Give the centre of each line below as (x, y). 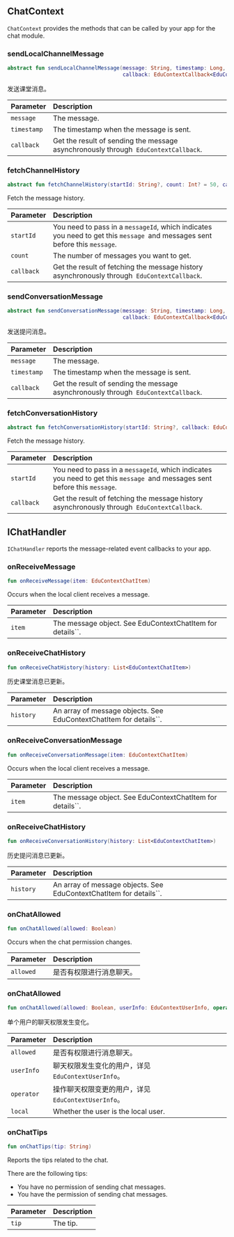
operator (25, 1094)
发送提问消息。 (29, 332)
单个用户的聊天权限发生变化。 (50, 1022)
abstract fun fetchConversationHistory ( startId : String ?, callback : (109, 427)
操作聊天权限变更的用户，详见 (102, 1089)
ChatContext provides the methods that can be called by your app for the (111, 28)
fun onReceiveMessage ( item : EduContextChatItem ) (79, 581)
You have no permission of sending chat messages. (91, 1187)
